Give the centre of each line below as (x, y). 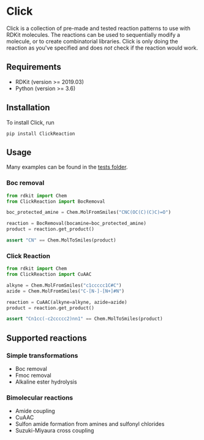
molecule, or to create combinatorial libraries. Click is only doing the (92, 41)
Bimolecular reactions (40, 398)
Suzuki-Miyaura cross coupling (55, 431)
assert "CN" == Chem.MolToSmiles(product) (61, 240)
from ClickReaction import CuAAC (49, 275)
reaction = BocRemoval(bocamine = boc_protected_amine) (77, 224)
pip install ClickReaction (41, 134)
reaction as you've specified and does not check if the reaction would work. (102, 48)
